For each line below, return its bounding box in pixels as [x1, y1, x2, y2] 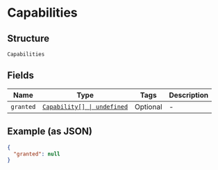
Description [169, 90, 209, 100]
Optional [134, 102, 162, 112]
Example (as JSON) [7, 126, 92, 137]
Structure [7, 33, 50, 44]
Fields [7, 69, 35, 81]
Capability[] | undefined [42, 103, 128, 110]
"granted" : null [13, 151, 60, 158]
